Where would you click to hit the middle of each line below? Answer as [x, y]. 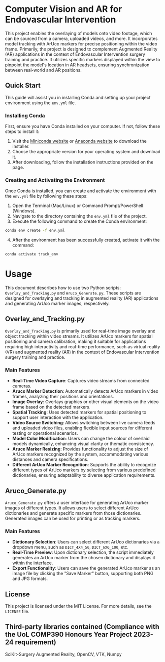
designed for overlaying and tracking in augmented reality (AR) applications [82, 298]
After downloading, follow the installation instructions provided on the [83, 162]
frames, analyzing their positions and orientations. [63, 397]
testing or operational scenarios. [45, 433]
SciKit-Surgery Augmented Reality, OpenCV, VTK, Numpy [64, 654]
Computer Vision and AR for [64, 9]
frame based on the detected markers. [51, 407]
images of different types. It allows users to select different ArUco [72, 508]
